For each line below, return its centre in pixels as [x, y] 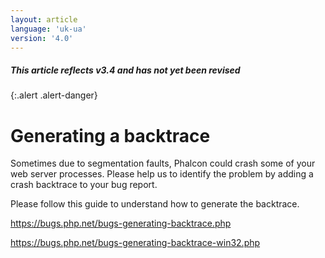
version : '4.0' [42, 38]
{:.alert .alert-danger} [54, 95]
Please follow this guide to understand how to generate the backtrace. [155, 204]
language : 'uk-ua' [48, 29]
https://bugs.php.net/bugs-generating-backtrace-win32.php [135, 243]
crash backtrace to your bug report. [84, 185]
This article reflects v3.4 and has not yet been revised [125, 70]
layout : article [44, 19]
